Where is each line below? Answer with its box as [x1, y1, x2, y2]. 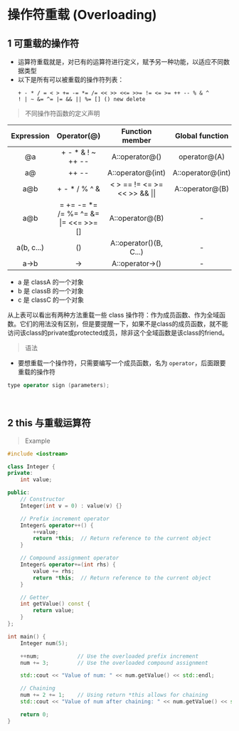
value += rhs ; [33, 567, 75, 574]
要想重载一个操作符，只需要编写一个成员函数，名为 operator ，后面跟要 [17, 359, 226, 367]
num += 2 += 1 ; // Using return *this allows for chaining [20, 692, 208, 699]
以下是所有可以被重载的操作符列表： [17, 75, 124, 83]
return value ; [33, 607, 75, 614]
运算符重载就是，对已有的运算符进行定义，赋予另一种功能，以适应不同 [17, 58, 224, 65]
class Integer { [7, 463, 55, 470]
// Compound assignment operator [20, 554, 119, 562]
